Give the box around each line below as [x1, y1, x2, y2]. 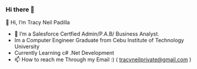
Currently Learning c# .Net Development [14, 49, 115, 57]
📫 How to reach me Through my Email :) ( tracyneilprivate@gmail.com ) [14, 56, 192, 63]
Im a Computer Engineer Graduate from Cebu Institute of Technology [14, 37, 184, 44]
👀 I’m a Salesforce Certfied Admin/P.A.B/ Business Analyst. [14, 30, 159, 37]
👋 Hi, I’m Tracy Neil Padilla [5, 19, 70, 26]
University [14, 43, 40, 50]
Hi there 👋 [5, 5, 35, 14]
